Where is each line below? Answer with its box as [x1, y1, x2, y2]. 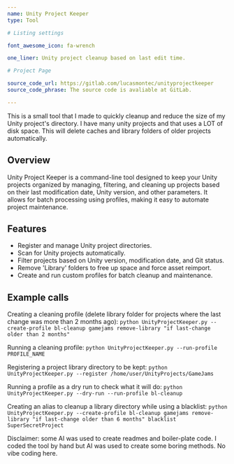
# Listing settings [7, 29, 64, 36]
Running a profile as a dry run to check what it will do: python [7, 383, 183, 391]
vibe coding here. [7, 449, 58, 458]
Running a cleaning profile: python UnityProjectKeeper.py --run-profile [7, 344, 218, 352]
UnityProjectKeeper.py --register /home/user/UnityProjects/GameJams [7, 370, 214, 378]
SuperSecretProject [7, 422, 64, 429]
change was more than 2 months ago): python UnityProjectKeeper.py [7, 318, 208, 326]
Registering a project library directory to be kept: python [7, 363, 168, 372]
